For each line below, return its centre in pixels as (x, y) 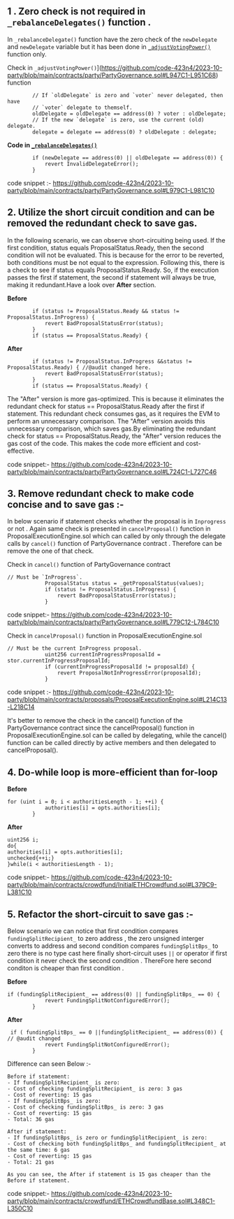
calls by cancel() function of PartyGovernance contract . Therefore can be (115, 544)
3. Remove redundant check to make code (101, 494)
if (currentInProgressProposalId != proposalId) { (120, 667)
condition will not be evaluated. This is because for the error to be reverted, (116, 255)
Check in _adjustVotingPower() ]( (54, 67)
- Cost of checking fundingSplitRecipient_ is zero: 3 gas (95, 1089)
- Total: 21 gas (31, 1162)
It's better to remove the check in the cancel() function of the (95, 721)
